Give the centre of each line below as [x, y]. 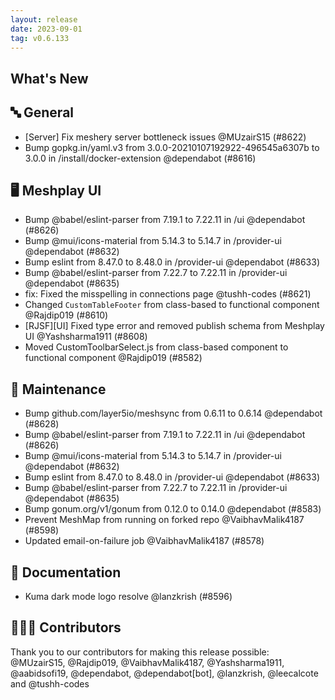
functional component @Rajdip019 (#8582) [113, 358]
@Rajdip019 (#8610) [66, 315]
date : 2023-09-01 [46, 29]
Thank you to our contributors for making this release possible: [140, 652]
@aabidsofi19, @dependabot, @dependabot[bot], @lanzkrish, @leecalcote [164, 673]
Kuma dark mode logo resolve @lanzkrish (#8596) [128, 597]
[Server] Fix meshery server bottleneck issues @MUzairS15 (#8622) [165, 137]
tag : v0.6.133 [40, 38]
